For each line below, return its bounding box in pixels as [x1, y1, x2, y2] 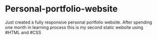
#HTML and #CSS [5, 29, 41, 35]
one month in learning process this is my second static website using [5, 24, 143, 30]
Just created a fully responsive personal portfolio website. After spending [5, 19, 152, 25]
